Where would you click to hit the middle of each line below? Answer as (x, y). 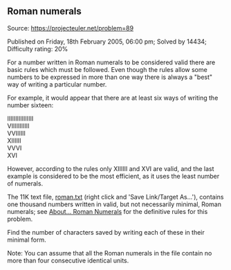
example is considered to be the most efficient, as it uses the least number (113, 176)
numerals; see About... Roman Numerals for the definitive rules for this (108, 211)
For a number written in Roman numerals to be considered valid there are (111, 62)
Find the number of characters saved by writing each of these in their (106, 232)
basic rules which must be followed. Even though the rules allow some (107, 69)
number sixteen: (30, 105)
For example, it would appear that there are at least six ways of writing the (113, 98)
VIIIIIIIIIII (18, 126)
